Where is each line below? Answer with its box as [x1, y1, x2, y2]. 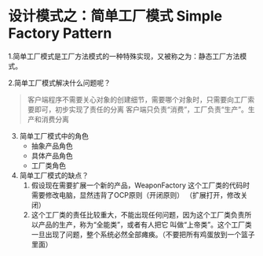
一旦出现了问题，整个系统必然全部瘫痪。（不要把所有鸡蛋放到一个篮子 [31, 229, 255, 239]
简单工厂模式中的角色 [19, 131, 89, 140]
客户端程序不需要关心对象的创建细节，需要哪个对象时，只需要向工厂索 [27, 95, 255, 104]
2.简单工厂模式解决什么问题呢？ [8, 78, 111, 87]
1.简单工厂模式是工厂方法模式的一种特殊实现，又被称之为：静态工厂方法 [8, 51, 240, 61]
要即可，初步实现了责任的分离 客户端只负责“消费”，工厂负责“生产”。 [27, 104, 249, 114]
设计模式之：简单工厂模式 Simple [8, 7, 223, 25]
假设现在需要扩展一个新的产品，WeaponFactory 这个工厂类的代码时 [31, 180, 250, 190]
